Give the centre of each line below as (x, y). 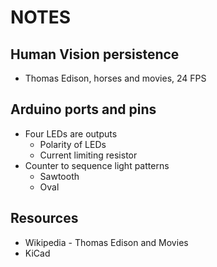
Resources (44, 218)
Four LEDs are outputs (71, 133)
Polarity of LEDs (73, 144)
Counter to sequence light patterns (97, 165)
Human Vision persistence (95, 54)
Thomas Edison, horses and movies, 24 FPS (115, 78)
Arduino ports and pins (83, 109)
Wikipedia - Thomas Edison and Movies (106, 242)
